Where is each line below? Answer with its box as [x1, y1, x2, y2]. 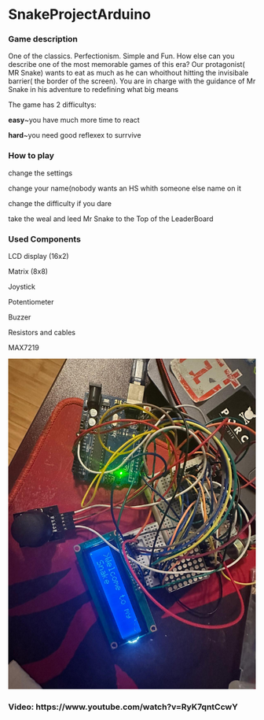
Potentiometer [8, 297, 54, 307]
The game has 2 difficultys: [8, 100, 97, 109]
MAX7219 [8, 343, 39, 353]
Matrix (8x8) [8, 267, 49, 276]
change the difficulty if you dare [8, 198, 112, 208]
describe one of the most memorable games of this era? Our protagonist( [8, 60, 245, 69]
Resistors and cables [8, 328, 76, 338]
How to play [8, 150, 55, 161]
